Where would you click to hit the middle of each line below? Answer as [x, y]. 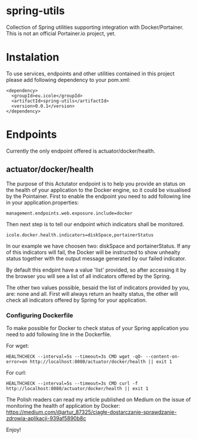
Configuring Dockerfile [40, 315]
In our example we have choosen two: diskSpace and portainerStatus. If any [98, 246]
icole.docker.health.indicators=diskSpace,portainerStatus [80, 235]
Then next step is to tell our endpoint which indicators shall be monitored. [95, 224]
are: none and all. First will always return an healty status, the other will [92, 293]
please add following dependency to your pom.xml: [68, 80]
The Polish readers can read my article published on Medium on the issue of [98, 400]
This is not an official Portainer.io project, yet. [61, 33]
